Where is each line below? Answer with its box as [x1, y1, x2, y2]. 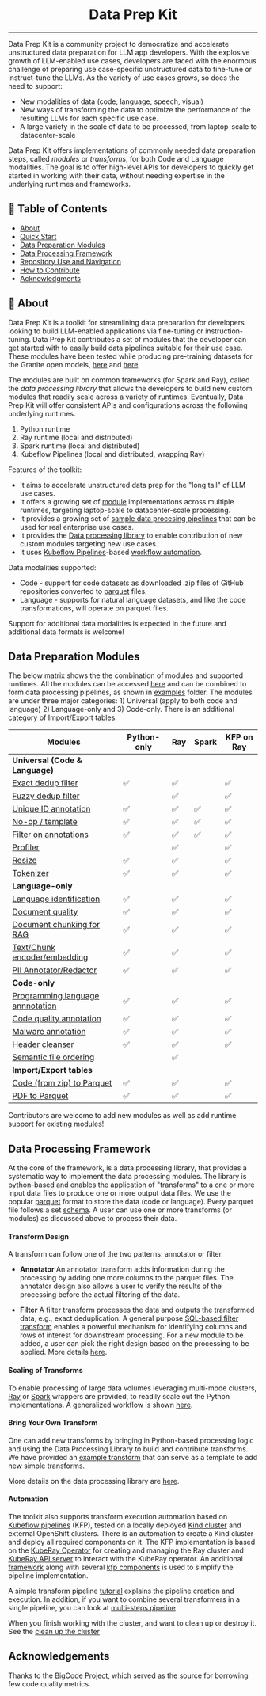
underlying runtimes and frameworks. [8, 179, 131, 188]
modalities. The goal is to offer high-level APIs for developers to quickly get [8, 162, 254, 172]
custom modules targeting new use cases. [19, 538, 158, 548]
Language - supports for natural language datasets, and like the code [19, 595, 247, 604]
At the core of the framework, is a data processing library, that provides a [8, 1163, 247, 1173]
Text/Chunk [12, 942, 55, 953]
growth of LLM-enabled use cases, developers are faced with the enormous [8, 55, 257, 65]
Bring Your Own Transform [8, 1418, 98, 1428]
